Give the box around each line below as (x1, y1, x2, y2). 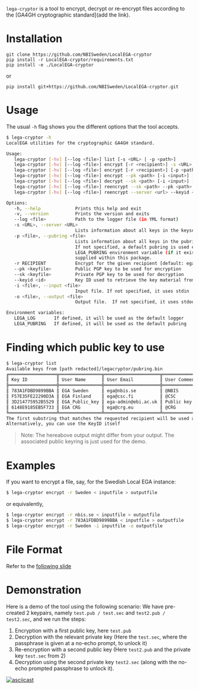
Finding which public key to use (6, 341, 165, 354)
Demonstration (6, 583, 82, 597)
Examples (6, 459, 56, 472)
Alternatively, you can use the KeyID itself (6, 421, 120, 427)
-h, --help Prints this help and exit (14, 206, 142, 211)
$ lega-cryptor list (6, 360, 57, 366)
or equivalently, (6, 501, 44, 508)
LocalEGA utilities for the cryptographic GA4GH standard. (6, 140, 155, 146)
